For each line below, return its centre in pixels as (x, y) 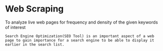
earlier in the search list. (35, 44)
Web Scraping (35, 9)
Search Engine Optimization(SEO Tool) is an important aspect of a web (80, 36)
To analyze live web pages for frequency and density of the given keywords (81, 22)
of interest (15, 27)
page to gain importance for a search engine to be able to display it (80, 40)
